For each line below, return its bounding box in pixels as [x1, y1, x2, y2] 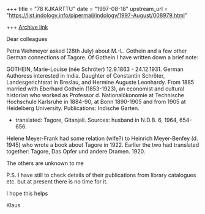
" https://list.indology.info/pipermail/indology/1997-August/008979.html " [6, 12, 188, 19]
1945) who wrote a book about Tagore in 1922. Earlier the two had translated [6, 141, 199, 149]
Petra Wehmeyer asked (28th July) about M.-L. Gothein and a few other [6, 47, 187, 54]
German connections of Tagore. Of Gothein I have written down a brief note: [6, 54, 199, 61]
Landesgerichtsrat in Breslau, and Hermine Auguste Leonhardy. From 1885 [6, 79, 195, 86]
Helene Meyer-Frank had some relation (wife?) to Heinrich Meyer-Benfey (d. [6, 135, 198, 142]
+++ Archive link [6, 24, 48, 31]
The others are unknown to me [6, 160, 84, 167]
